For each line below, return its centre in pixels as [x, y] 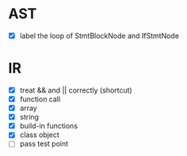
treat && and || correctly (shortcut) [76, 90]
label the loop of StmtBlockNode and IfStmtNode [99, 36]
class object [39, 135]
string [29, 117]
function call [40, 99]
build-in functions [48, 126]
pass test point [44, 144]
